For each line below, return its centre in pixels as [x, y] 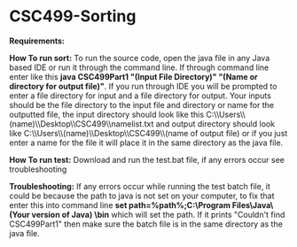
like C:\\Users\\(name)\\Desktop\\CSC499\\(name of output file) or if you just [148, 133]
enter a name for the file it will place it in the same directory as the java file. [146, 143]
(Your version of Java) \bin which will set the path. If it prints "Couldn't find [147, 214]
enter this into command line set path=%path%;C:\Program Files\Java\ [141, 205]
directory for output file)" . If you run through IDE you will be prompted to [143, 86]
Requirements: [37, 41]
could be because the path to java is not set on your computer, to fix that [142, 196]
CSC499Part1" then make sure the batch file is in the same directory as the [146, 224]
